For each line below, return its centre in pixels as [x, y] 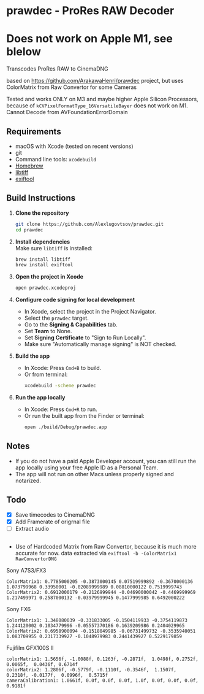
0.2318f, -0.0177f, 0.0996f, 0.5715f [57, 676]
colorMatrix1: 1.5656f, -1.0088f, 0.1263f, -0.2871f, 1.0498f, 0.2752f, [103, 659]
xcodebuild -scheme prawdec [60, 386]
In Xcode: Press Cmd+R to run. [61, 409]
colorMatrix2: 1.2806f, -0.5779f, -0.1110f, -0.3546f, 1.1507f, [91, 670]
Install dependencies [43, 241]
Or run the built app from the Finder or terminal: [85, 416]
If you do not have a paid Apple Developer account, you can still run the [106, 461]
